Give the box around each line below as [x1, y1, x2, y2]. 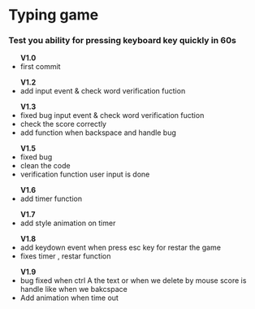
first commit [19, 62, 61, 72]
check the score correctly [19, 120, 107, 129]
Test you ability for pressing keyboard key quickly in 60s [8, 35, 237, 46]
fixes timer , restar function [19, 251, 111, 261]
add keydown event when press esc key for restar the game [19, 242, 222, 253]
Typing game [8, 6, 99, 24]
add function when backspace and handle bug [19, 128, 177, 137]
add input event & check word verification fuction [19, 86, 186, 96]
